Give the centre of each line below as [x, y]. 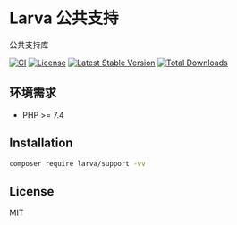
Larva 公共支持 [64, 18]
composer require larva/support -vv [77, 163]
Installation [41, 143]
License [32, 192]
